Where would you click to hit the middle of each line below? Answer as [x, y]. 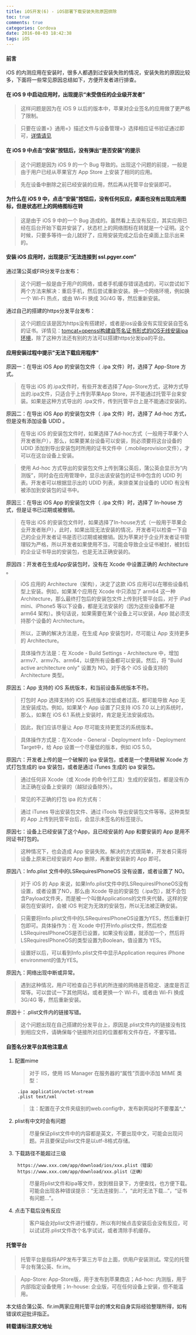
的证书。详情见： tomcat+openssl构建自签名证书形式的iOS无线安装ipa [104, 331]
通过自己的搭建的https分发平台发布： [51, 311]
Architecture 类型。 [44, 675]
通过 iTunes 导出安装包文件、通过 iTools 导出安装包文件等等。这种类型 [105, 812]
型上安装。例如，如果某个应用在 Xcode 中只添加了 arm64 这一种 [98, 592]
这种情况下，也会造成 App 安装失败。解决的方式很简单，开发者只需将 [104, 851]
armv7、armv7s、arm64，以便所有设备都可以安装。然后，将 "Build [101, 660]
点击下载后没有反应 [38, 1210]
